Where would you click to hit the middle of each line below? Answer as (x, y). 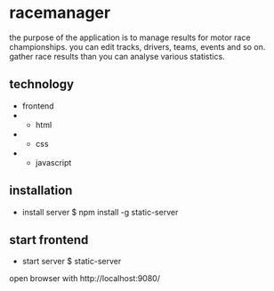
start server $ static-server (72, 262)
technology (41, 84)
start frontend (49, 240)
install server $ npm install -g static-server (100, 212)
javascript (53, 162)
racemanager (60, 13)
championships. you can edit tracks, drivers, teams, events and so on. (137, 46)
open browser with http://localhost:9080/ (85, 279)
